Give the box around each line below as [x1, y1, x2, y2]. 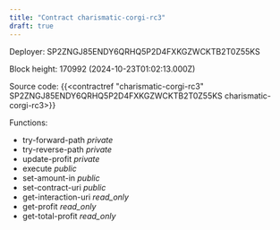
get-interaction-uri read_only [21, 192, 130, 202]
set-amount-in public [21, 172, 100, 183]
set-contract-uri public [21, 182, 106, 192]
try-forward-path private [21, 134, 114, 145]
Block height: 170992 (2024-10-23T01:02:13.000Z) [9, 64, 196, 74]
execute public [21, 163, 78, 174]
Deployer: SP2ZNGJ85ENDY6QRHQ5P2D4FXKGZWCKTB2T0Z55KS [9, 46, 261, 56]
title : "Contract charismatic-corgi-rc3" [9, 13, 166, 22]
